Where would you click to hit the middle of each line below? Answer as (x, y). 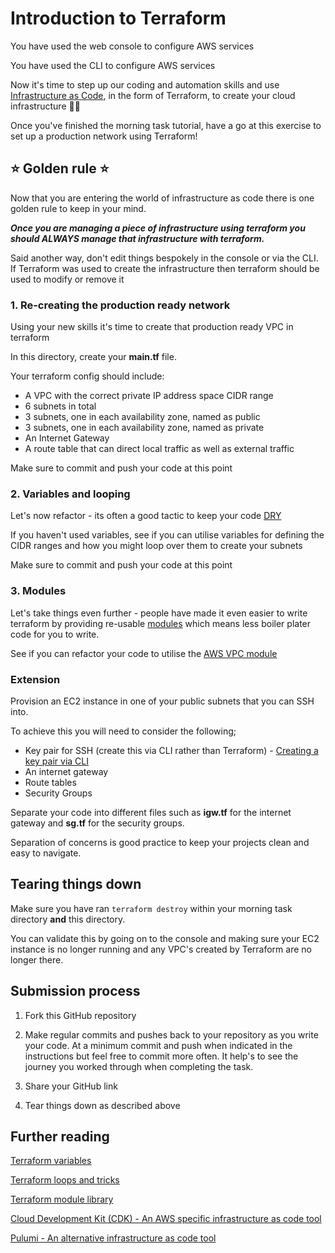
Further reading (60, 1136)
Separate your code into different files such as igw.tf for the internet (151, 812)
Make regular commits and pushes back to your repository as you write (171, 1034)
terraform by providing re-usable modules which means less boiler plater (161, 623)
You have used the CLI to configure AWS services (113, 65)
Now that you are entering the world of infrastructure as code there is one (162, 198)
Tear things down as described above (102, 1105)
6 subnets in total (60, 406)
